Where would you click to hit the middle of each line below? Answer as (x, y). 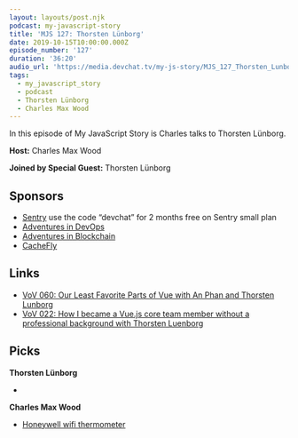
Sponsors (36, 196)
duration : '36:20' (43, 59)
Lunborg (37, 304)
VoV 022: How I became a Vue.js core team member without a (136, 314)
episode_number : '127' (51, 51)
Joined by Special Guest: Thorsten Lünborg (90, 168)
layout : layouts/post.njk (57, 17)
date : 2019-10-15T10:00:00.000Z (69, 42)
